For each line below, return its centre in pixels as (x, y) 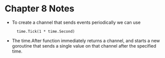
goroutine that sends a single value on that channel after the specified (84, 46)
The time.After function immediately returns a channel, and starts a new (86, 41)
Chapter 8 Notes (39, 9)
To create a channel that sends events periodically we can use (76, 22)
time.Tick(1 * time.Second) (46, 31)
